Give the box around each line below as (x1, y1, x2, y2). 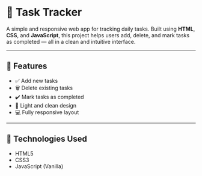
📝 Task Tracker (6, 5, 82, 19)
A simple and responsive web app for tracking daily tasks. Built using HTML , (6, 25, 195, 32)
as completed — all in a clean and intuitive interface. (6, 38, 136, 45)
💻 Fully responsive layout (14, 108, 79, 116)
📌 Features (6, 61, 47, 71)
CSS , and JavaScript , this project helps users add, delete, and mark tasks (6, 31, 190, 38)
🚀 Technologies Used (6, 134, 87, 144)
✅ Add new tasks (14, 77, 58, 84)
